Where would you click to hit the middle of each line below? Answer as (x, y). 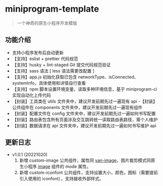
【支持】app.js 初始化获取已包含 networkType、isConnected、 (75, 77)
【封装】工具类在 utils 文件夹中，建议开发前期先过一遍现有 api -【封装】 (85, 101)
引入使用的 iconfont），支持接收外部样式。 (61, 178)
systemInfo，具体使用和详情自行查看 (49, 83)
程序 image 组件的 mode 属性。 (60, 166)
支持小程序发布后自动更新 (38, 53)
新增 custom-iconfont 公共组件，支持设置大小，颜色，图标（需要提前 (89, 172)
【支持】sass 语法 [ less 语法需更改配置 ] (53, 71)
